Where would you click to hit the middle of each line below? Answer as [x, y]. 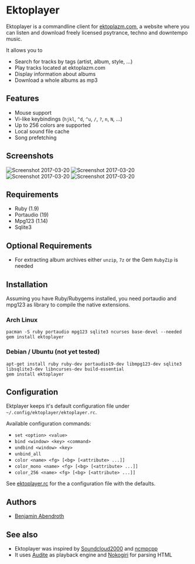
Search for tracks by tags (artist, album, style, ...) [73, 61]
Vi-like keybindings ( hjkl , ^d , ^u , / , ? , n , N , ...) [69, 119]
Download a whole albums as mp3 [56, 80]
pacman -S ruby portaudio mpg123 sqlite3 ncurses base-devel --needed [94, 332]
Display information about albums [55, 74]
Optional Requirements [49, 245]
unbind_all [28, 454]
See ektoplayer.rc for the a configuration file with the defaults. [81, 484]
